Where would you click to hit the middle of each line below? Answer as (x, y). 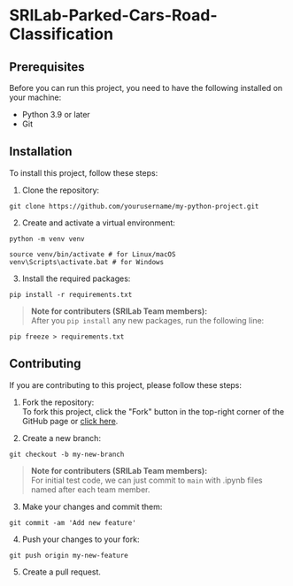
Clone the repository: (61, 190)
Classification (61, 34)
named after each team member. (90, 489)
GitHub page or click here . (70, 421)
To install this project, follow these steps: (84, 172)
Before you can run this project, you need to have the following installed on (146, 88)
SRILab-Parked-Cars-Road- (113, 15)
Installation (41, 152)
